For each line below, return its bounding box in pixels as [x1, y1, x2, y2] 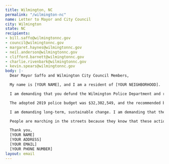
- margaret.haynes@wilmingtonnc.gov [5, 45, 82, 50]
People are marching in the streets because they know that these [10, 119, 152, 124]
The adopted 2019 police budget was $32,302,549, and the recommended [10, 100, 161, 105]
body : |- [5, 69, 24, 74]
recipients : [5, 31, 30, 36]
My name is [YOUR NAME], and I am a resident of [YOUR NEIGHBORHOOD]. [10, 82, 161, 87]
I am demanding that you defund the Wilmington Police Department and [10, 91, 161, 96]
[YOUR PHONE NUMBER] [10, 146, 53, 151]
